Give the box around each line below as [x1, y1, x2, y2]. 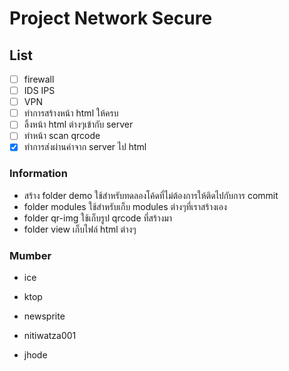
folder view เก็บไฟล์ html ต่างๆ [23, 223, 137, 235]
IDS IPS [23, 85, 56, 97]
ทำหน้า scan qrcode [23, 130, 101, 142]
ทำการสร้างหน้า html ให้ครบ [23, 107, 119, 119]
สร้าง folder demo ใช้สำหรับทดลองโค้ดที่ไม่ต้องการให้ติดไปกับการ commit [23, 189, 279, 201]
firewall [23, 73, 55, 85]
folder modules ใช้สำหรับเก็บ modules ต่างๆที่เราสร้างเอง [23, 200, 227, 212]
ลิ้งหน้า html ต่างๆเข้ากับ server [23, 118, 134, 131]
